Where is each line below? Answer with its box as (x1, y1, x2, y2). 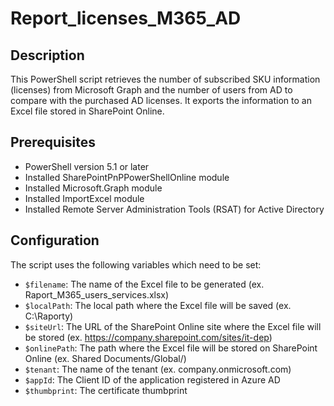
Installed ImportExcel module (24, 192, 145, 204)
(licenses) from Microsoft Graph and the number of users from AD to (10, 84, 293, 96)
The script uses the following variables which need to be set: (10, 258, 262, 271)
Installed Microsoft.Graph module (24, 182, 163, 194)
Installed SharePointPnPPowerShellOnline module (24, 171, 230, 183)
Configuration (10, 232, 100, 249)
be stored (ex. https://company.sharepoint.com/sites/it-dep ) (24, 331, 273, 343)
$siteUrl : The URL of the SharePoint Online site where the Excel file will (24, 320, 322, 332)
